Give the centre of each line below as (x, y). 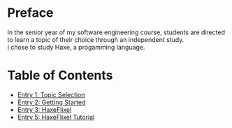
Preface (30, 13)
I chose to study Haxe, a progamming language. (76, 47)
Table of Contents (60, 76)
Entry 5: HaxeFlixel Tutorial (56, 117)
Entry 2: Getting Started (51, 102)
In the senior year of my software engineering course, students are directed (116, 32)
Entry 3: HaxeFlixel (44, 109)
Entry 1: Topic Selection (51, 94)
